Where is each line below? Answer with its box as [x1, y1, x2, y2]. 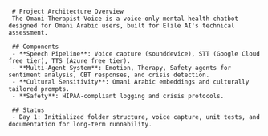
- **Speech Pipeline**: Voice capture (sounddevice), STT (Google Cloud [11, 50, 261, 58]
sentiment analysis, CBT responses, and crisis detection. [8, 71, 210, 79]
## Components [11, 43, 59, 51]
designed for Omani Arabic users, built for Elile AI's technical [8, 22, 235, 30]
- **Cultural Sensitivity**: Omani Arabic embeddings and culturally [11, 78, 250, 86]
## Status [11, 106, 45, 114]
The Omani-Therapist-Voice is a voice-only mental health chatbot [11, 14, 239, 23]
